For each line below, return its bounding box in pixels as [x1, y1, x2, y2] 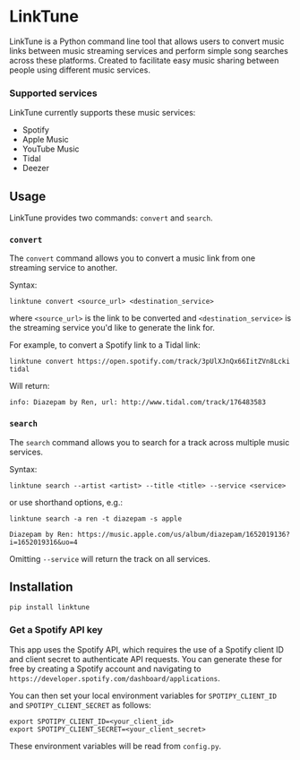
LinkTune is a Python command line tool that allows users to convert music [9, 36, 285, 47]
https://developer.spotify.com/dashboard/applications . [9, 672, 221, 683]
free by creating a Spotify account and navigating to [9, 663, 201, 674]
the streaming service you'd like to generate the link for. [9, 323, 215, 333]
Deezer [21, 163, 49, 174]
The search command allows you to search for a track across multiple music [9, 436, 290, 447]
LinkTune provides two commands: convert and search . [9, 212, 213, 223]
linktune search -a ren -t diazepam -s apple [9, 514, 182, 523]
